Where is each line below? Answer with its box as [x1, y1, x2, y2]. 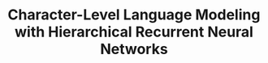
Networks [100, 40, 168, 58]
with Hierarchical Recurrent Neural [15, 23, 253, 41]
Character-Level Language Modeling [7, 6, 261, 24]
